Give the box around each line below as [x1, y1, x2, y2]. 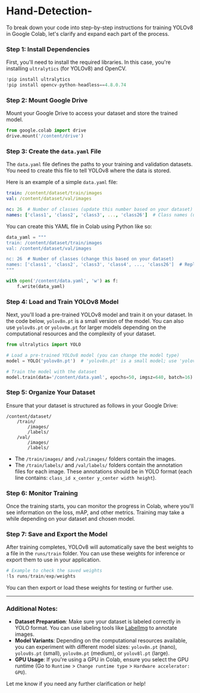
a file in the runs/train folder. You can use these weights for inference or [6, 550, 186, 557]
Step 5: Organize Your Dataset [6, 389, 95, 397]
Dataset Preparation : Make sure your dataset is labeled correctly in [14, 618, 181, 625]
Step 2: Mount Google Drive [6, 96, 88, 104]
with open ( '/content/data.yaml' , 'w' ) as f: [6, 278, 118, 284]
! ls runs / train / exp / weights [6, 573, 76, 579]
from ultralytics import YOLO [6, 341, 82, 348]
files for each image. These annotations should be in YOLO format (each [14, 468, 192, 475]
